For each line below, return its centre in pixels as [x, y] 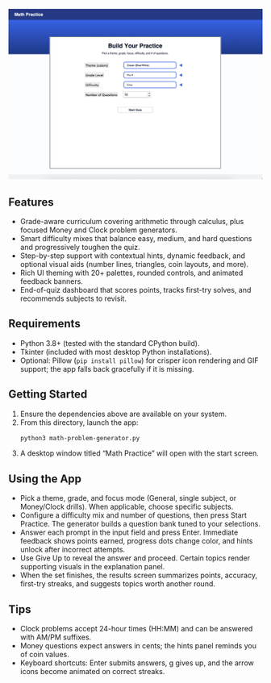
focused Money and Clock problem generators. [98, 230]
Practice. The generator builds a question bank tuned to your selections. [140, 524]
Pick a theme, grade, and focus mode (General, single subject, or [128, 498]
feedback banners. [51, 281]
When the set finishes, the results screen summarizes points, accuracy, [139, 575]
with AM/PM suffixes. [56, 637]
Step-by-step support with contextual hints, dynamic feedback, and [133, 256]
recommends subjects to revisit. [73, 298]
